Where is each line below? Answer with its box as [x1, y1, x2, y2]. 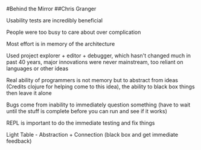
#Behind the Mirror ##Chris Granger [6, 5, 97, 12]
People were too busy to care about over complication [6, 28, 141, 36]
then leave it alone [6, 90, 53, 96]
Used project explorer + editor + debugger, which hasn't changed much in [6, 52, 191, 59]
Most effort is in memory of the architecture [6, 41, 115, 47]
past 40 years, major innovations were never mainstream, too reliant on [6, 59, 183, 65]
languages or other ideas [6, 65, 69, 72]
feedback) [6, 137, 32, 145]
